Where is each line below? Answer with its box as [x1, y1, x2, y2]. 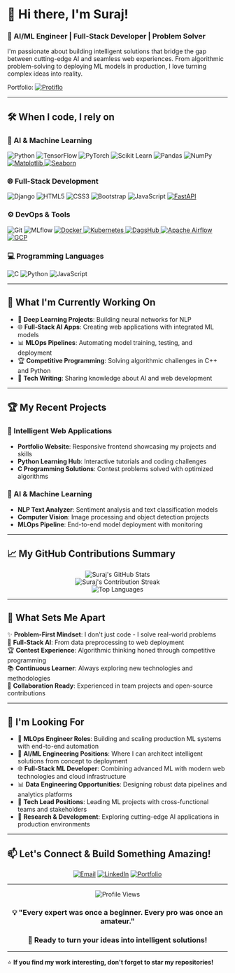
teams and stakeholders [17, 805, 87, 814]
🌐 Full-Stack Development [7, 177, 99, 186]
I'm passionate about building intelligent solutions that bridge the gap [7, 47, 207, 55]
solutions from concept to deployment [17, 757, 128, 766]
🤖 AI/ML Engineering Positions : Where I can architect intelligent [17, 749, 203, 758]
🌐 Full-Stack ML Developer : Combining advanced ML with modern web [17, 764, 225, 773]
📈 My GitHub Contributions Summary [7, 548, 176, 560]
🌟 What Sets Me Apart [7, 612, 106, 624]
